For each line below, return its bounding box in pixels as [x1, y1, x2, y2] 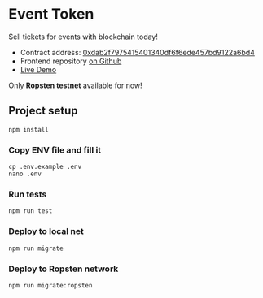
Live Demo [20, 64, 57, 74]
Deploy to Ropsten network [8, 263, 119, 274]
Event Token [8, 5, 94, 24]
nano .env [8, 170, 42, 179]
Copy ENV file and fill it [8, 144, 102, 155]
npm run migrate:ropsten [8, 281, 93, 289]
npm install [8, 125, 49, 134]
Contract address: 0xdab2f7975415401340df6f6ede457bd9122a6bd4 [20, 47, 255, 57]
